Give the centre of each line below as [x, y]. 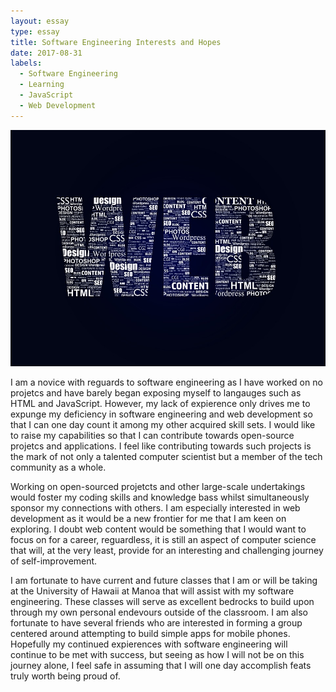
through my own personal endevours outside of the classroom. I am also [159, 612]
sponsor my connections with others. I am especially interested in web [155, 507]
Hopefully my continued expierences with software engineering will [149, 644]
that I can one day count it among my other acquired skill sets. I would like [163, 424]
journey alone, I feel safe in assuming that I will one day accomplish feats [161, 665]
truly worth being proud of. [65, 676]
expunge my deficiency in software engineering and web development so [161, 414]
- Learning [42, 85]
